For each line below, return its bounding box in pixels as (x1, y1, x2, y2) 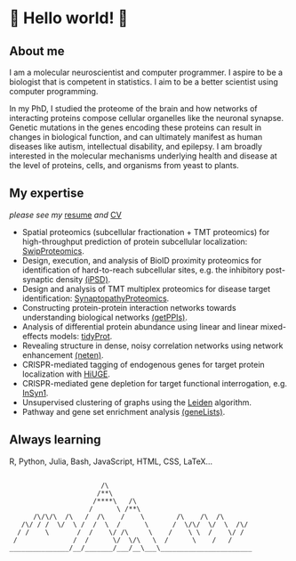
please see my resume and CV (9, 209, 122, 220)
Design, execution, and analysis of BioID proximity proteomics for (21, 255, 262, 265)
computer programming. (9, 86, 99, 96)
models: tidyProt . (50, 330, 113, 341)
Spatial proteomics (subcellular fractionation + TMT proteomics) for (21, 226, 270, 237)
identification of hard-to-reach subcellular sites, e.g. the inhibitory (21, 264, 264, 275)
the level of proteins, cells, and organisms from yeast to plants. (9, 160, 240, 170)
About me (9, 44, 65, 59)
